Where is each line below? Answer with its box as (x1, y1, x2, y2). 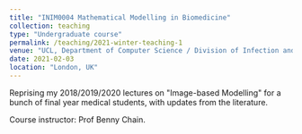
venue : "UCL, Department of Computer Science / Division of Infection (9, 46, 280, 55)
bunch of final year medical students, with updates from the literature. (9, 96, 268, 107)
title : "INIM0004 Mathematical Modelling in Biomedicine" (9, 13, 231, 22)
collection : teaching (9, 21, 91, 30)
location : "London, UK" (9, 63, 99, 72)
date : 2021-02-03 (9, 54, 75, 63)
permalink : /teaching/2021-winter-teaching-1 (9, 38, 182, 47)
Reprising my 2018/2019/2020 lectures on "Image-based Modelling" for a (9, 87, 281, 98)
